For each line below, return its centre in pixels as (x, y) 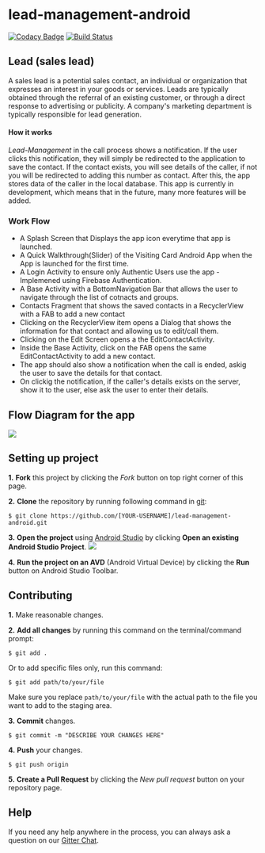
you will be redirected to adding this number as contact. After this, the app (129, 175)
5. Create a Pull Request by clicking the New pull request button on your (127, 779)
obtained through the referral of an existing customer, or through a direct (127, 98)
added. (20, 201)
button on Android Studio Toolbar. (63, 570)
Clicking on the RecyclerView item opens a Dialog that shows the (125, 323)
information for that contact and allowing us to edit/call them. (119, 331)
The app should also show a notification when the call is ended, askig (133, 365)
